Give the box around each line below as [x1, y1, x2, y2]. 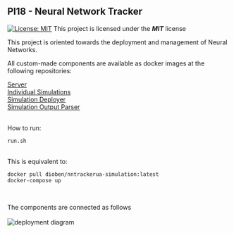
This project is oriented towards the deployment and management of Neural [7, 38, 228, 46]
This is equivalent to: [7, 157, 68, 165]
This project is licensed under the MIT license [53, 24, 187, 32]
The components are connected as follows [7, 203, 132, 211]
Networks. [7, 45, 37, 53]
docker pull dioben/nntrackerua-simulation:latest [7, 170, 159, 178]
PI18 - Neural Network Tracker [7, 6, 143, 18]
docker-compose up [7, 177, 61, 184]
